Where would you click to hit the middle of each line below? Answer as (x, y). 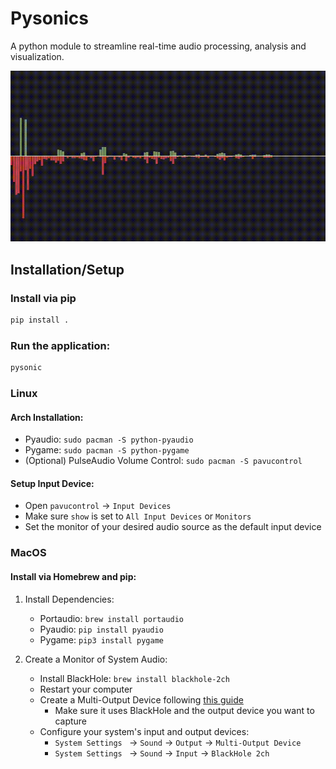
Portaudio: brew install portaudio (111, 618)
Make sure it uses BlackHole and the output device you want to (184, 710)
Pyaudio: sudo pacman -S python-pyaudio (109, 439)
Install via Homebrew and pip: (73, 576)
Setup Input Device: (52, 483)
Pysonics (50, 18)
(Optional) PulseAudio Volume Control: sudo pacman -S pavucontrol (163, 461)
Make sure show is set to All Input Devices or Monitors (138, 516)
